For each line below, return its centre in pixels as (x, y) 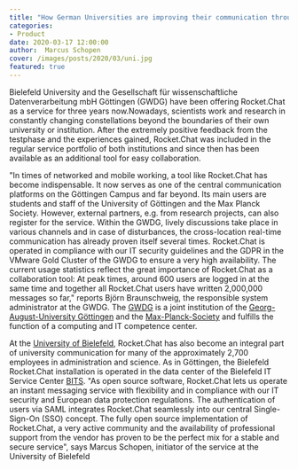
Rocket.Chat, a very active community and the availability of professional (142, 427)
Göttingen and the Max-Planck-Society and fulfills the (176, 317)
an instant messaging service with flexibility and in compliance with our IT (144, 390)
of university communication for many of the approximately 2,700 (129, 352)
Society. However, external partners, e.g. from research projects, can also (144, 213)
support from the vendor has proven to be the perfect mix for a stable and (144, 437)
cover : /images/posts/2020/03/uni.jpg (81, 59)
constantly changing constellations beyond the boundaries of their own (139, 120)
